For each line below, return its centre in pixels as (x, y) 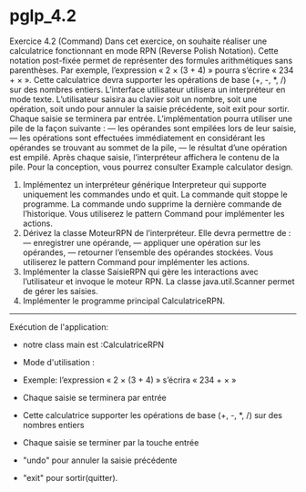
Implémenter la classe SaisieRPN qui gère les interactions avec (141, 272)
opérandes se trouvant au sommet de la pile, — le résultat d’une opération (148, 148)
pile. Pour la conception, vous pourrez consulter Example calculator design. (151, 167)
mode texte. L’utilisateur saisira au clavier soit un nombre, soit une (133, 99)
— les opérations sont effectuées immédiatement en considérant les (138, 138)
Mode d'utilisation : (59, 362)
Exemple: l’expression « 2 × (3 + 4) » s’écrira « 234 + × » (129, 380)
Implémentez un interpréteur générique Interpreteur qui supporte (144, 184)
